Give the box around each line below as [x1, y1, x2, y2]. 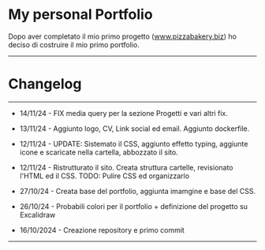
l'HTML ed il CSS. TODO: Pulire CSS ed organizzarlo [19, 171, 190, 181]
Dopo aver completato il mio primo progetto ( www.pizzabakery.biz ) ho [8, 32, 237, 41]
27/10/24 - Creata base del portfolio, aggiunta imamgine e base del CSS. [19, 186, 256, 196]
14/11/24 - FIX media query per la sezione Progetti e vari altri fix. [19, 108, 229, 118]
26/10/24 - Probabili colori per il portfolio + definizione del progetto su [19, 201, 248, 211]
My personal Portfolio [8, 6, 153, 24]
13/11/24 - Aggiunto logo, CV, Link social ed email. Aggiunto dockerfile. [19, 124, 250, 133]
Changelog [8, 75, 82, 93]
